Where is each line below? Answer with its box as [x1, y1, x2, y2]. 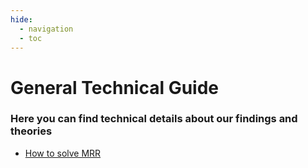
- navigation [19, 24, 74, 34]
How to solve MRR [24, 147, 102, 159]
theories [10, 124, 53, 138]
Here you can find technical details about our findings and [10, 112, 298, 126]
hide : [10, 14, 33, 25]
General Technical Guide [10, 76, 219, 99]
